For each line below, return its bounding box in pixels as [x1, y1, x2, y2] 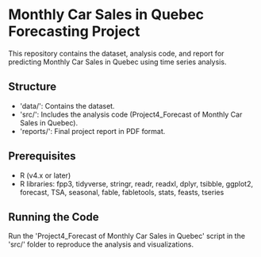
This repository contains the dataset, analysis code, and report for [8, 48, 225, 58]
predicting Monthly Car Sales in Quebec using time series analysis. [8, 57, 227, 67]
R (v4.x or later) [19, 171, 71, 180]
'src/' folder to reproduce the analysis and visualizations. [8, 240, 194, 249]
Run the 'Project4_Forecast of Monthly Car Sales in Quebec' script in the [8, 232, 246, 241]
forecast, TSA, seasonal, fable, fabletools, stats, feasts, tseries [19, 187, 225, 197]
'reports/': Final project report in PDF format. [19, 126, 166, 136]
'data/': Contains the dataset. [19, 101, 115, 110]
